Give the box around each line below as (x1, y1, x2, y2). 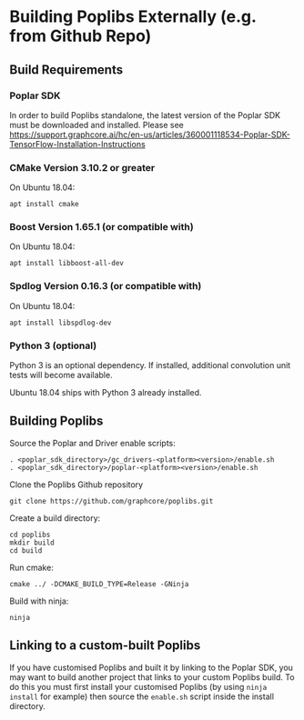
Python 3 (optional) (9, 339, 97, 352)
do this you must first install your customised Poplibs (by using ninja (9, 681, 268, 692)
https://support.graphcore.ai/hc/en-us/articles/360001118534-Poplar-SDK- (9, 129, 291, 140)
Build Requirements (9, 62, 124, 77)
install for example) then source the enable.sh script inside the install (9, 691, 275, 702)
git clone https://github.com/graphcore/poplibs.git (9, 496, 214, 505)
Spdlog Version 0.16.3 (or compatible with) (9, 280, 202, 293)
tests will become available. (9, 370, 113, 381)
